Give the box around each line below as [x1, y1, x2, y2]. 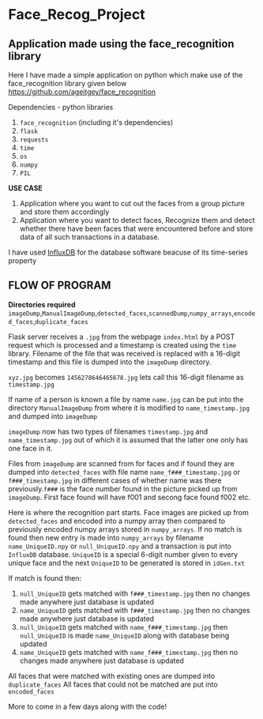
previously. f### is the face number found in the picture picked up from [8, 484, 238, 493]
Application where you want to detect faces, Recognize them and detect [19, 216, 255, 224]
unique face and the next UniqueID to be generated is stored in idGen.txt [8, 558, 245, 567]
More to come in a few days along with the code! [8, 702, 167, 711]
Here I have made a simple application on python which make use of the [8, 70, 243, 80]
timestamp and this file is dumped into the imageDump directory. [8, 357, 212, 367]
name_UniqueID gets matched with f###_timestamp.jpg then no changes [19, 605, 250, 615]
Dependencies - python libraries [8, 103, 114, 111]
